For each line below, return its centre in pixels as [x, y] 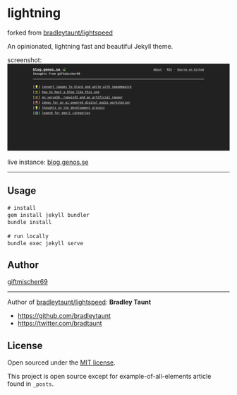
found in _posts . [31, 384]
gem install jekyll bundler [49, 215]
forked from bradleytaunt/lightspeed [60, 33]
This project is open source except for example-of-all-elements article [109, 377]
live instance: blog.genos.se [48, 162]
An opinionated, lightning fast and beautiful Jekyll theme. [90, 46]
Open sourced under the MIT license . [62, 362]
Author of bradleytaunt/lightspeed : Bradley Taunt [79, 302]
